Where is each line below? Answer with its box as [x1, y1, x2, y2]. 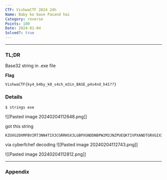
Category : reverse [5, 16, 43, 21]
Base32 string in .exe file [5, 63, 56, 69]
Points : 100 [5, 21, 30, 26]
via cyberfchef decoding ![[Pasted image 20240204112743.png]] [5, 142, 138, 148]
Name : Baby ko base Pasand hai [5, 12, 70, 17]
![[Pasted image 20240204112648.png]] [5, 114, 87, 120]
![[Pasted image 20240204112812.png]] [5, 151, 86, 157]
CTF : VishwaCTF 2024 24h [5, 7, 57, 12]
